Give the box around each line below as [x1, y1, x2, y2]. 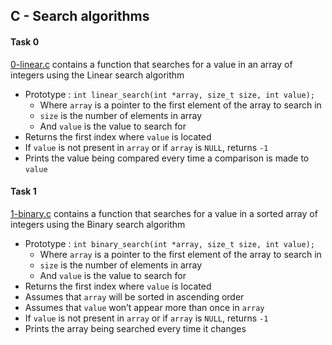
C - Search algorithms [10, 8, 150, 25]
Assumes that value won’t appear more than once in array [24, 301, 265, 313]
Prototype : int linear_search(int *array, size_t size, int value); [24, 88, 315, 100]
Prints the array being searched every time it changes [24, 322, 247, 334]
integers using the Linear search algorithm [10, 69, 185, 81]
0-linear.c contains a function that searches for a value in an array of [10, 58, 293, 70]
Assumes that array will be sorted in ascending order [24, 290, 245, 303]
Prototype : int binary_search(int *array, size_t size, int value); [24, 237, 315, 249]
